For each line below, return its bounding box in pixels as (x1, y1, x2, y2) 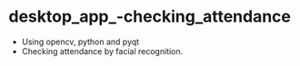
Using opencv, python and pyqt (21, 36, 140, 47)
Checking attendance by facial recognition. (21, 45, 184, 56)
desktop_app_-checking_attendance (8, 6, 292, 27)
